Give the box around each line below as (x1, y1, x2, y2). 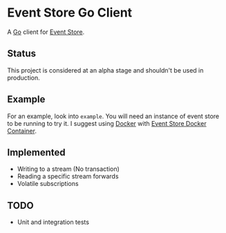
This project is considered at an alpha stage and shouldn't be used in (7, 66, 204, 74)
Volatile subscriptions (17, 180, 79, 188)
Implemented (7, 147, 66, 158)
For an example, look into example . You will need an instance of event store (7, 112, 220, 120)
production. (7, 73, 40, 82)
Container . (7, 127, 37, 135)
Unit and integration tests (17, 218, 90, 226)
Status (7, 48, 37, 59)
